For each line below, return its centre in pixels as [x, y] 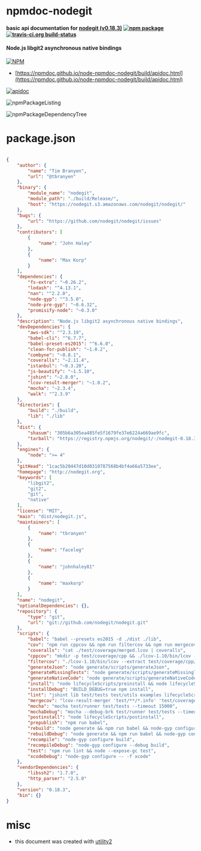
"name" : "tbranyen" [62, 533]
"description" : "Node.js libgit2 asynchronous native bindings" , [100, 321]
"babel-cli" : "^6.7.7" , [57, 338]
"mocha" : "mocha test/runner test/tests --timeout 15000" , [103, 706]
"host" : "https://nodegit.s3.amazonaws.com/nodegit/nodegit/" [107, 204]
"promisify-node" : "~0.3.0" [63, 310]
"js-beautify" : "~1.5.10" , [61, 372]
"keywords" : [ [34, 477]
